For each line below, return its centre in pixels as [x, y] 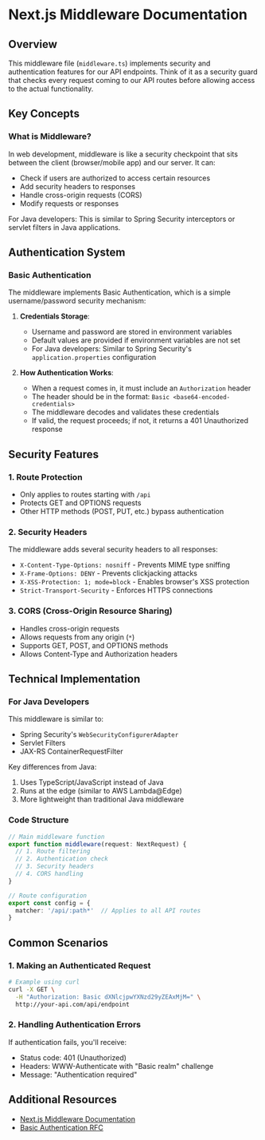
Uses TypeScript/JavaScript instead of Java [92, 782]
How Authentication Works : [66, 373]
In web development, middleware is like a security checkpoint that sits [123, 154]
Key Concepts [44, 114]
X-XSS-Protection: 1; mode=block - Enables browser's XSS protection [134, 582]
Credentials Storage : [55, 316]
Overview [33, 44]
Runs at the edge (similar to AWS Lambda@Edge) [101, 791]
